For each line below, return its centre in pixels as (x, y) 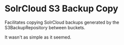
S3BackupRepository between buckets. (45, 27)
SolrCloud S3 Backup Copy (62, 9)
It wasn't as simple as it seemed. (38, 37)
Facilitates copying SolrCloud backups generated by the (62, 22)
